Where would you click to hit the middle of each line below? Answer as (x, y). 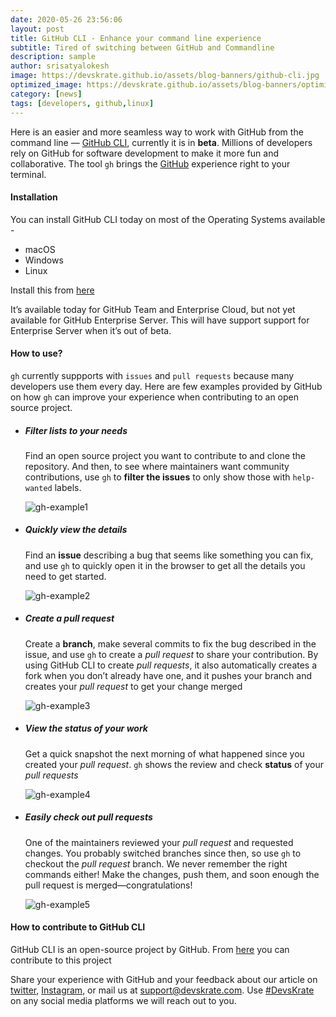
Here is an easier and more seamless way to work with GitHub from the (157, 132)
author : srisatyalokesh (60, 66)
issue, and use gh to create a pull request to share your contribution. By (171, 654)
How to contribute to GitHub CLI (78, 927)
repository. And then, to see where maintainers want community (157, 466)
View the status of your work (86, 728)
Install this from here (52, 290)
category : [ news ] (46, 94)
